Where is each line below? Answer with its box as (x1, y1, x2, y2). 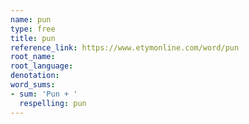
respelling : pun (19, 98, 87, 108)
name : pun (10, 14, 52, 25)
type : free (10, 24, 56, 34)
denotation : (10, 71, 60, 81)
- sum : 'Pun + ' (10, 89, 78, 99)
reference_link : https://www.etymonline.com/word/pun (10, 42, 240, 53)
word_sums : (10, 80, 56, 90)
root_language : (10, 61, 74, 71)
